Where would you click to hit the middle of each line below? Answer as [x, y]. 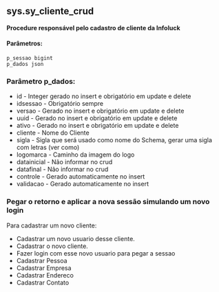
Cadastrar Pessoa [42, 260]
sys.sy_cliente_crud [50, 11]
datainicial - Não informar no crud [64, 162]
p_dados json [25, 65]
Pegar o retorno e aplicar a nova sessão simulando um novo [108, 202]
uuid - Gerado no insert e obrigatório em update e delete [97, 118]
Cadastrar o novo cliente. [52, 246]
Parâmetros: [24, 43]
